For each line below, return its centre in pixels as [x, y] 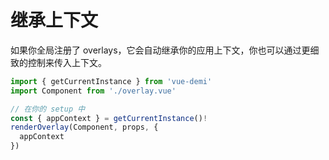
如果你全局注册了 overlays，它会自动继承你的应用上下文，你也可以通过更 [160, 50]
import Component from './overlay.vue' [93, 91]
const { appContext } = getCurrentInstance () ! [109, 118]
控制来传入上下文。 [67, 62]
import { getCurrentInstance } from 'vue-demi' [111, 81]
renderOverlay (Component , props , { [84, 127]
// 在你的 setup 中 [48, 109]
